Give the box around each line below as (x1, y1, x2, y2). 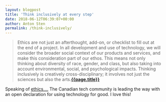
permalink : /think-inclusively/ (5, 26, 72, 31)
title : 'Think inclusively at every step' (5, 12, 94, 17)
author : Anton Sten (5, 21, 46, 26)
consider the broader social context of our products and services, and (17, 50, 161, 56)
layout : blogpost (5, 7, 41, 12)
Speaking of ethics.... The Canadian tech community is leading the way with (5, 86, 160, 92)
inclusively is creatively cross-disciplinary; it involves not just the (17, 71, 150, 77)
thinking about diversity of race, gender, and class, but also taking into (17, 61, 161, 67)
